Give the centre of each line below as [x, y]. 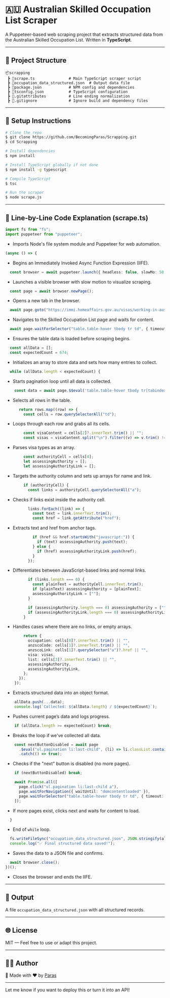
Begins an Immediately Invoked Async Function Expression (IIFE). [81, 263]
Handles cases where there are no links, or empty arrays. [72, 627]
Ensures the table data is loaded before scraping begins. [71, 339]
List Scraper [31, 21]
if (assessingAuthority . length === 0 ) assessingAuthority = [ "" [97, 608]
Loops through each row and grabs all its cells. [61, 424]
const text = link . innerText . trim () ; [72, 513]
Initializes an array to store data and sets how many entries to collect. [85, 362]
